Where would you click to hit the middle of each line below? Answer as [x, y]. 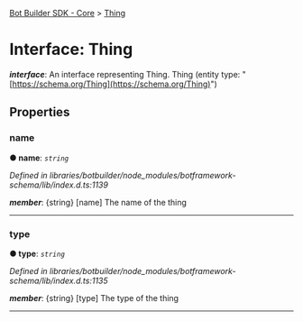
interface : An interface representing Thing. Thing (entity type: [125, 74]
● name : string [39, 158]
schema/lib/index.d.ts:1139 [59, 185]
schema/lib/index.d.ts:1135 [59, 280]
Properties [40, 112]
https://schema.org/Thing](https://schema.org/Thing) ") [115, 84]
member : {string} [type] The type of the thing [94, 298]
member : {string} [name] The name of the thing [98, 202]
